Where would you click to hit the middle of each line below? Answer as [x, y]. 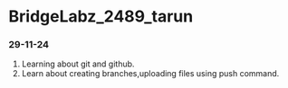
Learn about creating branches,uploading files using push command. [150, 74]
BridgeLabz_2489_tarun [101, 17]
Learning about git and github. [78, 64]
